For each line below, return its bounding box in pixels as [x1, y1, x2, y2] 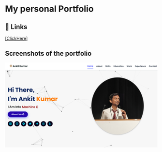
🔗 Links [5, 23, 28, 31]
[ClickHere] [5, 35, 28, 41]
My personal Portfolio [5, 3, 94, 15]
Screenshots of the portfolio [5, 49, 92, 58]
